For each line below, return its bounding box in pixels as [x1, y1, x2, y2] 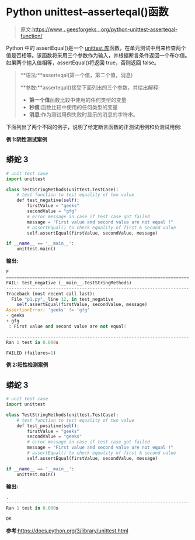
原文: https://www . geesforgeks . [20, 26, 100, 33]
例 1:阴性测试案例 [6, 136, 48, 143]
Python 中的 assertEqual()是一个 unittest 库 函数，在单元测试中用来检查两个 [6, 44, 187, 51]
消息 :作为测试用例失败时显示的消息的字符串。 [29, 111, 138, 118]
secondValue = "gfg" [27, 208, 77, 214]
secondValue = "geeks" [27, 434, 82, 439]
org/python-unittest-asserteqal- [100, 26, 178, 33]
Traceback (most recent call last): [6, 291, 95, 297]
